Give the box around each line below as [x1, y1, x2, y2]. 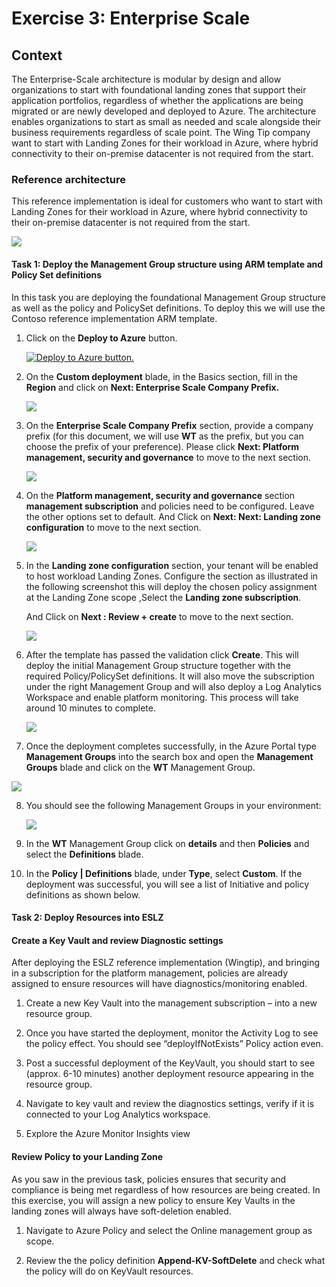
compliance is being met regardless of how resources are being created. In [11, 1183, 321, 1196]
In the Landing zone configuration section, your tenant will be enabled [25, 559, 319, 571]
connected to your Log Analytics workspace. [25, 1108, 211, 1121]
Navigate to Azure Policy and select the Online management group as [25, 1224, 313, 1236]
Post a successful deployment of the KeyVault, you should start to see [25, 1057, 316, 1069]
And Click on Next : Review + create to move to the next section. [25, 610, 294, 622]
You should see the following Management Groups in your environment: [25, 799, 322, 811]
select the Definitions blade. [25, 848, 144, 860]
